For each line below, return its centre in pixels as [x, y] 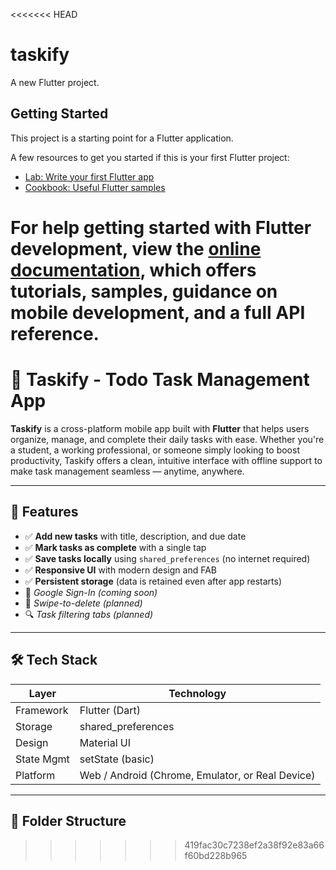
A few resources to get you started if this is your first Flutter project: [150, 157]
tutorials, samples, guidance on [144, 291]
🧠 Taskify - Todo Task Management [160, 380]
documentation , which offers [133, 270]
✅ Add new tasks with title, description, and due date [135, 536]
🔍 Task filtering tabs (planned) [89, 614]
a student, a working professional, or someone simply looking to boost [155, 450]
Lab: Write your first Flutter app [89, 176]
